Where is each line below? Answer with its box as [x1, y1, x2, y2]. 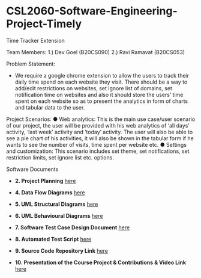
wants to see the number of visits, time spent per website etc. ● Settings [6, 141, 187, 148]
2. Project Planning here [14, 177, 76, 184]
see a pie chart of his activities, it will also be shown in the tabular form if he [6, 134, 194, 142]
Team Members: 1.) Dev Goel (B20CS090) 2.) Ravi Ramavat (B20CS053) [6, 48, 185, 55]
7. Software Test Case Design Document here [14, 224, 130, 231]
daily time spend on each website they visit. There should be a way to [14, 78, 188, 85]
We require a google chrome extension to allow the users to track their [14, 72, 190, 79]
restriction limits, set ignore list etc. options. [6, 153, 114, 161]
